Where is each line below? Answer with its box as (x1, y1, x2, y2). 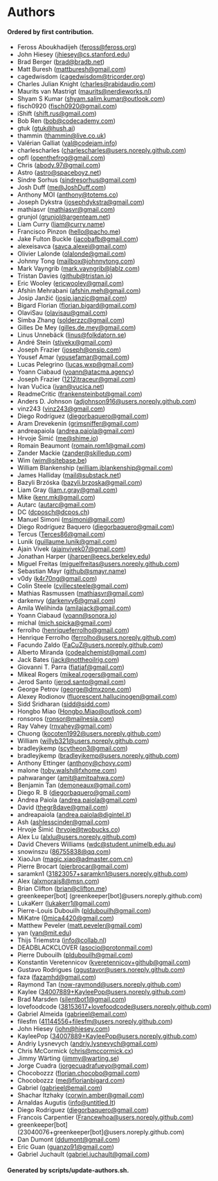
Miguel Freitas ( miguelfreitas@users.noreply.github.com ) (17, 560, 180, 568)
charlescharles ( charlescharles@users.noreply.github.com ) (17, 147, 187, 155)
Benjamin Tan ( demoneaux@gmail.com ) (17, 781, 131, 789)
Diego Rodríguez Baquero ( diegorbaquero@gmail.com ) (17, 522, 175, 531)
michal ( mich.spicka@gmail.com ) (17, 619, 112, 627)
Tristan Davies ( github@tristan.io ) (17, 272, 113, 280)
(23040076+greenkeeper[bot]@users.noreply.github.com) (17, 1128, 185, 1137)
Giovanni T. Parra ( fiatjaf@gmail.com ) (17, 663, 125, 671)
